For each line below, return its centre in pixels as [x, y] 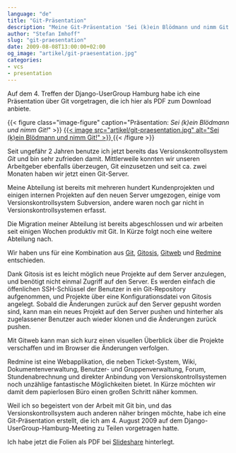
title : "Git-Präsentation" [47, 21]
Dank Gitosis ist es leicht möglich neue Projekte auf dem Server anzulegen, [117, 274]
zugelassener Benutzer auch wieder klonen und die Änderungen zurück [112, 319]
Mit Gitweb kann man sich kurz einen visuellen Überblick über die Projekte [116, 340]
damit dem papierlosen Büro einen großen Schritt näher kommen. [102, 391]
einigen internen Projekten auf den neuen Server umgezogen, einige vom [114, 195]
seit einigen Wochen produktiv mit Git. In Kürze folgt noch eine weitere [110, 231]
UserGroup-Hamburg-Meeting [52, 428]
